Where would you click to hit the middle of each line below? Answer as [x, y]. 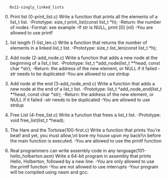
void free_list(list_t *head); [37, 120]
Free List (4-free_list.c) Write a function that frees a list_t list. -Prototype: [86, 115]
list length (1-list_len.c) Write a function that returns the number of [78, 42]
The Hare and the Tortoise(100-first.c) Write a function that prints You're [85, 130]
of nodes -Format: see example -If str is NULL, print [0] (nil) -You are [81, 27]
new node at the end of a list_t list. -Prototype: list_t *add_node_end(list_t [86, 89]
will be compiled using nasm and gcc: [49, 172]
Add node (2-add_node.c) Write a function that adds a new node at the [84, 58]
